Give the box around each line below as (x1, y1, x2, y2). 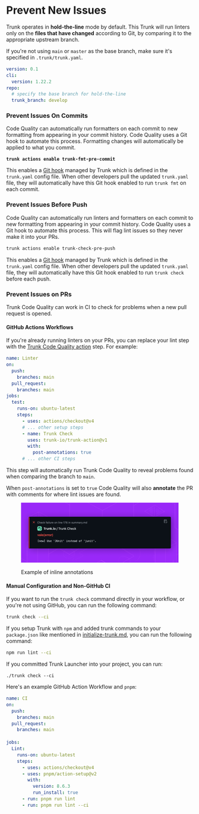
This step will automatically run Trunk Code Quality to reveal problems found (6, 467, 194, 474)
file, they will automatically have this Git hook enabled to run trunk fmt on (6, 179, 187, 186)
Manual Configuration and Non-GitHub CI (6, 582, 111, 590)
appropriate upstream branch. (6, 36, 80, 43)
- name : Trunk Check (21, 431, 73, 436)
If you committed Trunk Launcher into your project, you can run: (6, 660, 163, 668)
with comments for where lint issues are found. (6, 491, 122, 498)
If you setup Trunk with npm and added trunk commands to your (6, 625, 162, 632)
